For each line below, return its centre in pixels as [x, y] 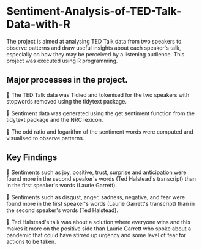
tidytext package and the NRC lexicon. [55, 119]
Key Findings [32, 157]
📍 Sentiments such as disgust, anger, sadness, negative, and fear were [96, 197]
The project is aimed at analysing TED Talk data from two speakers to [94, 41]
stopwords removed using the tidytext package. [67, 101]
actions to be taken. [31, 241]
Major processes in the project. [67, 80]
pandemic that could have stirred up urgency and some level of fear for [96, 235]
